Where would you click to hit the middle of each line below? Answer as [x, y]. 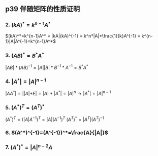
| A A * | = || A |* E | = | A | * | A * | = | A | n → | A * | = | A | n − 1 [58, 93]
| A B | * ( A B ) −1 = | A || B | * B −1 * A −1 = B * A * [47, 67]
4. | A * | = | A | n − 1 [26, 81]
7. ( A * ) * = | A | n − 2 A [29, 147]
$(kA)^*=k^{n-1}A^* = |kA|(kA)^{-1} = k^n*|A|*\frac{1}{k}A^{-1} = [73, 36]
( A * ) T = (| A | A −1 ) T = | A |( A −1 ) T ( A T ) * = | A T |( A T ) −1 [55, 119]
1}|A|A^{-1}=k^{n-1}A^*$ [30, 42]
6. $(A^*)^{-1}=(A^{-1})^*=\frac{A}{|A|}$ [57, 133]
